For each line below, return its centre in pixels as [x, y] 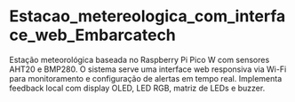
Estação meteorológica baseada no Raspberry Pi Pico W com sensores [140, 59]
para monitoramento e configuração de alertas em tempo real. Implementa [146, 78]
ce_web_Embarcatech [92, 35]
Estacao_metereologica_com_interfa [147, 16]
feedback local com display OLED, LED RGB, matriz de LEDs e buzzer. [137, 88]
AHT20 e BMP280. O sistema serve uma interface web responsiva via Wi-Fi [148, 69]
